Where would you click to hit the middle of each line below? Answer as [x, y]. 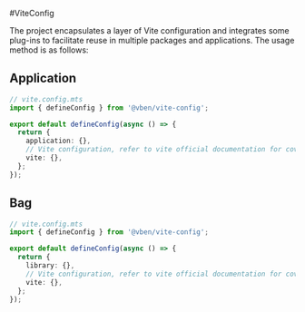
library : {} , [50, 266]
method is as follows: [49, 50]
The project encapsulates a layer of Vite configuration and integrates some [149, 30]
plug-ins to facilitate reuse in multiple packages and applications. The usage [152, 40]
